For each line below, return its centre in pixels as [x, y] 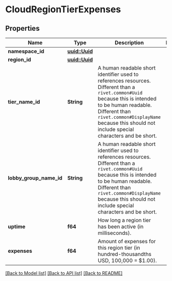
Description [129, 43]
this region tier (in [119, 248]
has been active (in [121, 226]
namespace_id [26, 51]
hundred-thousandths [125, 254]
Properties [23, 28]
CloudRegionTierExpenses [63, 9]
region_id [20, 60]
